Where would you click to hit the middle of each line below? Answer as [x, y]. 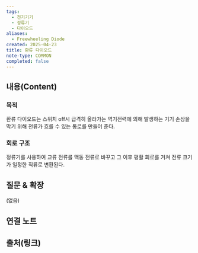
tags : [13, 12]
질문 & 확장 [25, 185]
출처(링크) [24, 243]
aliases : [17, 34]
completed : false [28, 61]
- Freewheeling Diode [38, 39]
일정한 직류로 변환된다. [39, 165]
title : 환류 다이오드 [29, 50]
